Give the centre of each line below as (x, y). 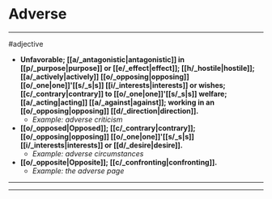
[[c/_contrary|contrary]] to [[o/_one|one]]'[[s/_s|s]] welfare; (123, 93)
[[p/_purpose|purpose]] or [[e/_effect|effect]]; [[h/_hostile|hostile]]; (137, 68)
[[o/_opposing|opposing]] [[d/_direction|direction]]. (109, 110)
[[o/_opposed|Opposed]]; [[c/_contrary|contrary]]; (108, 128)
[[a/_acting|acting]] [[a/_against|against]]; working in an (117, 102)
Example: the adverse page (78, 171)
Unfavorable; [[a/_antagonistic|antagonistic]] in (102, 59)
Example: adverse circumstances (88, 153)
